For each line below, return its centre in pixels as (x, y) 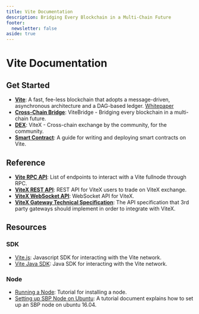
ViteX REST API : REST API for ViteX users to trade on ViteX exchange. (101, 189)
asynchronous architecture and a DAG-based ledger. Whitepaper (94, 106)
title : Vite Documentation (40, 12)
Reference (26, 162)
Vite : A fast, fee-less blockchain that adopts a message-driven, (92, 100)
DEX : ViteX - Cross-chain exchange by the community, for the (91, 125)
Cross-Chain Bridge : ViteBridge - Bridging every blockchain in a (94, 112)
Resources (26, 227)
